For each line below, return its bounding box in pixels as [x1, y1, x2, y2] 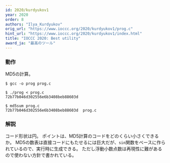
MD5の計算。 [5, 71, 34, 77]
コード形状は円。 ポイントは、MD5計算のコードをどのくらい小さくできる [5, 133, 159, 139]
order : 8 [5, 17, 24, 22]
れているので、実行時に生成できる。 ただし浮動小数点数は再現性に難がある [5, 146, 162, 152]
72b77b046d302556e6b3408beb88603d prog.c [5, 108, 97, 113]
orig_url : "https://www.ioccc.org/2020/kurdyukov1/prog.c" [5, 26, 133, 32]
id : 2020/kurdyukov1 [5, 7, 49, 13]
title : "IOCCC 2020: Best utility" [5, 36, 81, 41]
